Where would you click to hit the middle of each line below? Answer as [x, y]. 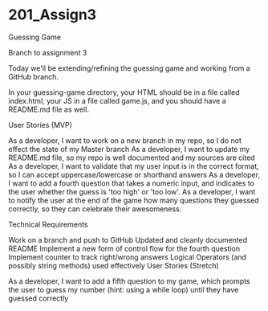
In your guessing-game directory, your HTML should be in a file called [124, 92]
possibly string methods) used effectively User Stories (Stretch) [114, 265]
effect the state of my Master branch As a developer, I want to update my [129, 149]
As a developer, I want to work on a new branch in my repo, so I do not [125, 140]
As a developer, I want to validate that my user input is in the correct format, [134, 166]
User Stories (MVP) [40, 125]
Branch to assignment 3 [48, 52]
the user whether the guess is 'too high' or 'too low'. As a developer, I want [132, 191]
